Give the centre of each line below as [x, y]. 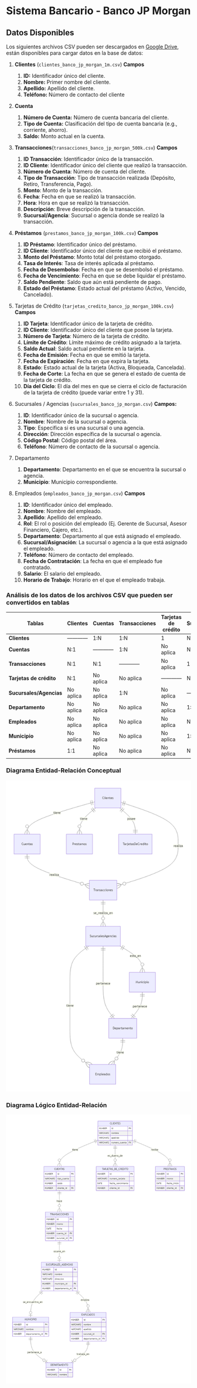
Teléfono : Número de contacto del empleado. [79, 555]
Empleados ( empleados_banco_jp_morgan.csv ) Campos [80, 493]
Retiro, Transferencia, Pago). [58, 184]
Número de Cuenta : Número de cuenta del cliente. [85, 171]
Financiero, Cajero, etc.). [53, 530]
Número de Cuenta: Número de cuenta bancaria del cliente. [96, 117]
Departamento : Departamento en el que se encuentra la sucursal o [105, 469]
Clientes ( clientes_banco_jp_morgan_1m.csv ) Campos [79, 64]
